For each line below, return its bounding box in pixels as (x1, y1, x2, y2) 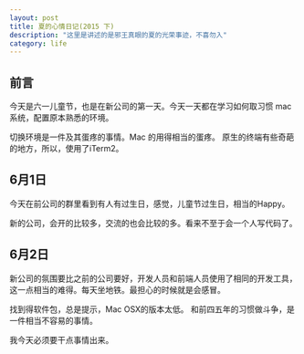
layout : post (9, 13, 59, 23)
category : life (9, 38, 68, 48)
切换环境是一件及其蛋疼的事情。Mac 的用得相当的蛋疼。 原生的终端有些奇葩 (9, 131, 295, 142)
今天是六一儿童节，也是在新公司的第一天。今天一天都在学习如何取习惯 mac (9, 101, 292, 112)
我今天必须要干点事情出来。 (9, 334, 114, 345)
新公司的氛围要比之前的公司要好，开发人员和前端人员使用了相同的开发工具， (9, 273, 298, 284)
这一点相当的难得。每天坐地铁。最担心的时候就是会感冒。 (9, 284, 225, 295)
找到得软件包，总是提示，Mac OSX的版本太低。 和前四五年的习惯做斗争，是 (9, 303, 295, 315)
